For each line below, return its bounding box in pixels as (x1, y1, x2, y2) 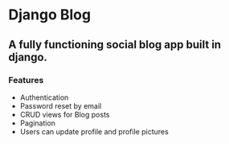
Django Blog (8, 6, 91, 24)
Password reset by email (19, 101, 102, 110)
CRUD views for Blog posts (19, 109, 110, 119)
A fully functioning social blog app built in (8, 38, 222, 51)
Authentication (19, 93, 69, 102)
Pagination (19, 118, 56, 128)
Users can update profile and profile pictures (19, 126, 169, 136)
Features (8, 74, 44, 85)
